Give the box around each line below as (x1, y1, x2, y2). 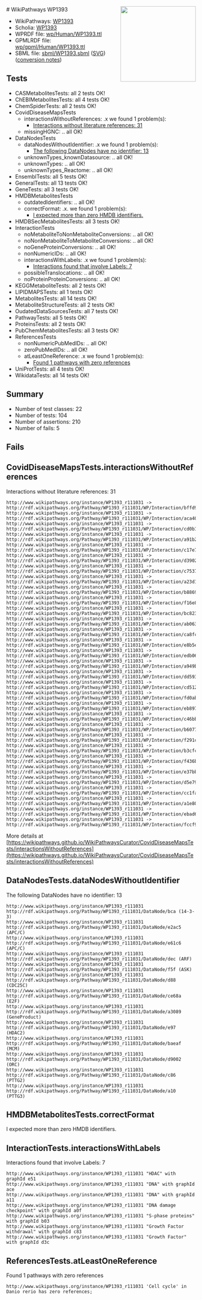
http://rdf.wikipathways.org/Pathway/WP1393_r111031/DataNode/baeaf (6, 1040, 182, 1047)
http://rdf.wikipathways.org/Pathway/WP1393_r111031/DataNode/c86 (6, 1072, 176, 1078)
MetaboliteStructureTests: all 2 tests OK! (14, 301, 115, 308)
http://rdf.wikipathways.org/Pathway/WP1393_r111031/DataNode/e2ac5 (6, 924, 182, 930)
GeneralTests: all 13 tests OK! (14, 179, 88, 186)
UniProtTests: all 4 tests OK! (14, 365, 85, 372)
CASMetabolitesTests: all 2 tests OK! (14, 89, 105, 97)
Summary (6, 389, 44, 400)
